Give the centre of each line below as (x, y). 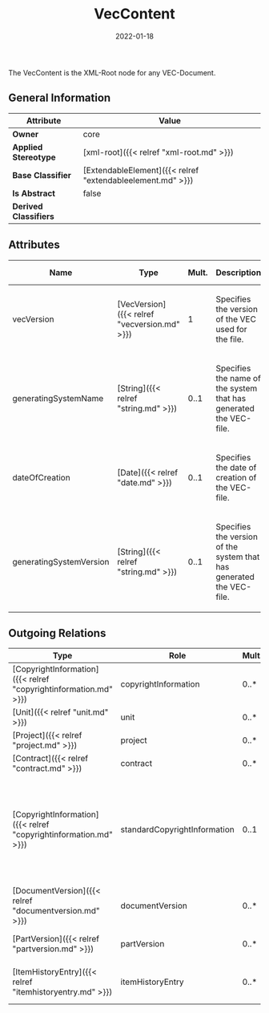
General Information (60, 98)
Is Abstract (34, 193)
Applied (28, 147)
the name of (239, 378)
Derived (28, 206)
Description (239, 272)
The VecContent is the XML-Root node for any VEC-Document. (112, 72)
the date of (236, 468)
